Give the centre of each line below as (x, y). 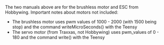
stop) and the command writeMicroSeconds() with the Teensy (75, 27)
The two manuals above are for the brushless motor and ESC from (72, 7)
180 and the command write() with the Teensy (59, 37)
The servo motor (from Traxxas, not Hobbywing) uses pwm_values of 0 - (85, 32)
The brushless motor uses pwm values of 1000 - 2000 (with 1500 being (84, 22)
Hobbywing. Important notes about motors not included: (62, 12)
